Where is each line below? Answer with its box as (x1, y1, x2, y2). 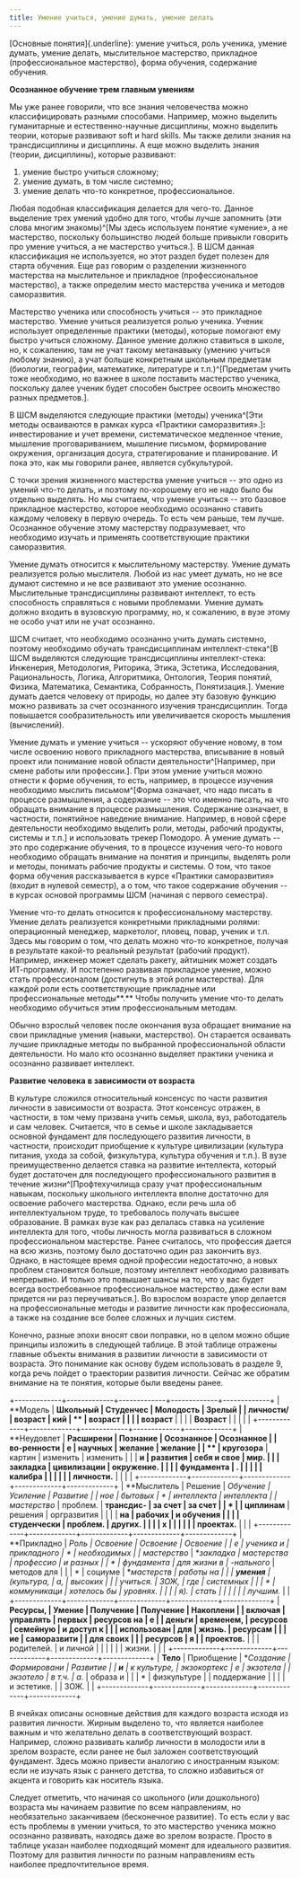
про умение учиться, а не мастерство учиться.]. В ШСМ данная (9, 241, 255, 251)
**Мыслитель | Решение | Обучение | (124, 1480, 271, 1491)
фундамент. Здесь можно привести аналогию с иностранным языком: (9, 1755, 280, 1766)
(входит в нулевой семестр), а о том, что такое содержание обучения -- (9, 879, 288, 890)
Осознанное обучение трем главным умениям (9, 84, 195, 94)
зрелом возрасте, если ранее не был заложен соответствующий (9, 1746, 259, 1757)
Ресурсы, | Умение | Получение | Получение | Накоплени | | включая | (9, 1604, 286, 1615)
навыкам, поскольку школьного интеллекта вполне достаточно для (9, 1187, 269, 1199)
